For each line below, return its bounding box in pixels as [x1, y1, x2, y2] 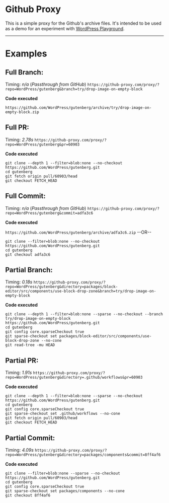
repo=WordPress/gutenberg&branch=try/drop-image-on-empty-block [5, 87, 143, 92]
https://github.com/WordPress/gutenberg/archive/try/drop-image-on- [5, 105, 152, 110]
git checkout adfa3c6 [5, 252, 51, 257]
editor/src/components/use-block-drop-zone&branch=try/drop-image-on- [5, 289, 156, 294]
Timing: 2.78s [5, 136, 34, 142]
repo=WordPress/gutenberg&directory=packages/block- [5, 284, 118, 290]
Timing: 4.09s [5, 447, 34, 453]
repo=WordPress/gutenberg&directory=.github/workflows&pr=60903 [5, 375, 143, 380]
